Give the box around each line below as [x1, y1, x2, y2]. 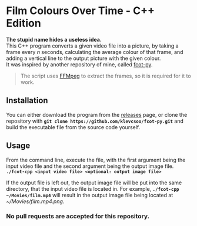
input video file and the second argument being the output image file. [6, 163, 174, 170]
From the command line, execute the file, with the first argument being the [6, 156, 186, 163]
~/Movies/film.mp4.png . [6, 198, 65, 205]
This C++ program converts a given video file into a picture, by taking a [6, 42, 179, 49]
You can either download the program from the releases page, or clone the [6, 111, 188, 118]
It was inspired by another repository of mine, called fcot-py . [6, 60, 153, 68]
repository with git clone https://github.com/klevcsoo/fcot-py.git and [6, 117, 184, 124]
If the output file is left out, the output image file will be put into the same [6, 179, 182, 186]
